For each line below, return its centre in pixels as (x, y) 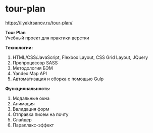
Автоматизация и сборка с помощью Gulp (58, 79)
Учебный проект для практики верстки (47, 38)
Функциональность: (28, 88)
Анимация (24, 103)
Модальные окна (31, 98)
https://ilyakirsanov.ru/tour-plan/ (39, 23)
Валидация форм (31, 109)
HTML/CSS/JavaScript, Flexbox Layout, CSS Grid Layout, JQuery (80, 57)
